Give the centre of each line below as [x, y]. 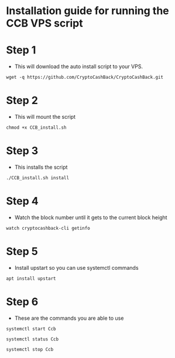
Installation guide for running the [88, 11]
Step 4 [23, 201]
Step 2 [22, 101]
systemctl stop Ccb [30, 349]
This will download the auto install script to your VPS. [79, 66]
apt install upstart [31, 278]
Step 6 [22, 302]
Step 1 [21, 50]
